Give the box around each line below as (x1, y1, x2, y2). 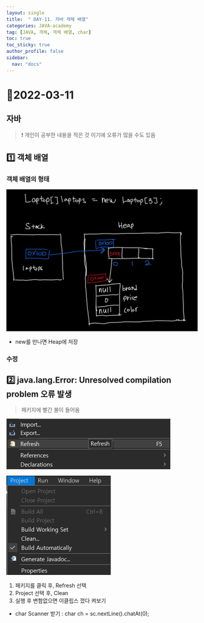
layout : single (6, 10, 45, 16)
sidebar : (6, 55, 29, 61)
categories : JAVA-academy (6, 23, 72, 29)
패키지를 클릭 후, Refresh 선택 (15, 582, 87, 590)
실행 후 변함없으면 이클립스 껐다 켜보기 (15, 597, 106, 605)
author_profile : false (6, 49, 64, 55)
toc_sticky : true (6, 42, 50, 48)
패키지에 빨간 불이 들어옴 (21, 406, 80, 414)
